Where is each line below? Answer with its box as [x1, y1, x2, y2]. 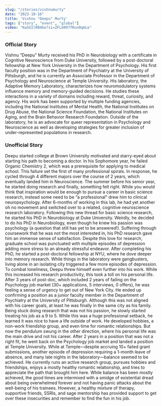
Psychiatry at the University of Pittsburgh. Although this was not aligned [5, 297, 148, 303]
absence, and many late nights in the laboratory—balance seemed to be [5, 354, 148, 360]
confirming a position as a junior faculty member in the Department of [5, 292, 144, 298]
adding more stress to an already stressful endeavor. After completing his [5, 246, 151, 252]
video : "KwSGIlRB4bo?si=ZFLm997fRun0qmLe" [5, 25, 92, 30]
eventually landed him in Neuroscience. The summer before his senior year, [5, 178, 156, 185]
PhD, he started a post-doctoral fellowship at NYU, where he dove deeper [5, 251, 152, 256]
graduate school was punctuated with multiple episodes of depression [5, 240, 145, 246]
